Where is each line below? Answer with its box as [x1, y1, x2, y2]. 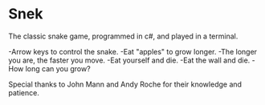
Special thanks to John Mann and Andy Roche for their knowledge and [8, 79, 243, 89]
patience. [8, 87, 40, 97]
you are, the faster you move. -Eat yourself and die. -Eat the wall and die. [8, 55, 251, 65]
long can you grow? [25, 63, 91, 73]
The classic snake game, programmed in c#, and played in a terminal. [8, 31, 238, 41]
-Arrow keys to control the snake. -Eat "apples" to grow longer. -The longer [8, 46, 258, 56]
